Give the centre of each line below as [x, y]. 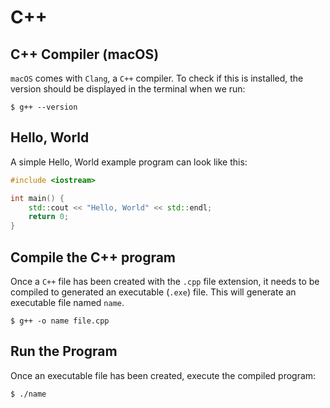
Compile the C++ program [93, 257]
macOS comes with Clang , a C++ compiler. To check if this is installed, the [157, 78]
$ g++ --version [44, 107]
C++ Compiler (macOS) [85, 54]
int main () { [37, 198]
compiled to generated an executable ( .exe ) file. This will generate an [153, 292]
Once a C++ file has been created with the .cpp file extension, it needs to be [165, 281]
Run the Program [64, 351]
